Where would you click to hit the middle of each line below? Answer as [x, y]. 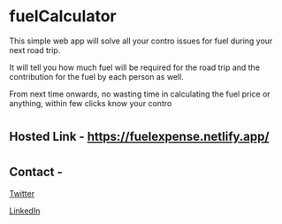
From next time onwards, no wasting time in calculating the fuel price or [140, 94]
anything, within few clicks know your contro [91, 103]
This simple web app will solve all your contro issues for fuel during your [141, 41]
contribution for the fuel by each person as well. [96, 76]
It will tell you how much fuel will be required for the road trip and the [135, 67]
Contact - [36, 172]
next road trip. [35, 50]
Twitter [22, 193]
